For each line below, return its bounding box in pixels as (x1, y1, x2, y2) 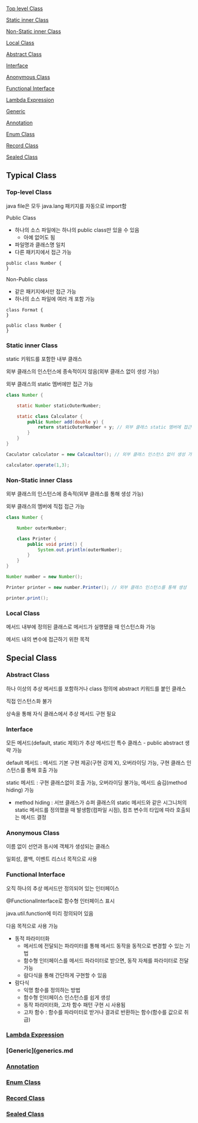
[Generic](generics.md (6, 1046, 74, 1055)
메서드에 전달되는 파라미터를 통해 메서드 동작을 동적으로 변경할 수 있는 (23, 942, 184, 949)
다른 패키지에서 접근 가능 (14, 248, 72, 255)
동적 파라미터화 (14, 934, 50, 942)
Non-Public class (6, 275, 48, 282)
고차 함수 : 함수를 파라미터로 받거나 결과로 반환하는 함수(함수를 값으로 (23, 1008, 183, 1016)
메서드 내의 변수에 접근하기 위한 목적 (6, 635, 90, 643)
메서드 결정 (21, 814, 47, 821)
